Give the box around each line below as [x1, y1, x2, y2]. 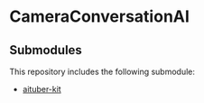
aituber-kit [22, 84, 61, 94]
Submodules [9, 42, 83, 58]
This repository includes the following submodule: [9, 66, 196, 77]
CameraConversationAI [9, 6, 190, 27]
